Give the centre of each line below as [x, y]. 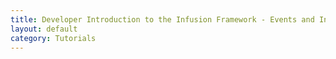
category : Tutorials [53, 38]
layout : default [44, 29]
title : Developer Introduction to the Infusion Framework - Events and [162, 19]
